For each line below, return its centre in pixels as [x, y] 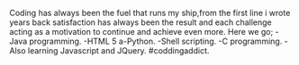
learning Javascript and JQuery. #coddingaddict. [118, 51]
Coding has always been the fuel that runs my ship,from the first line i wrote [150, 13]
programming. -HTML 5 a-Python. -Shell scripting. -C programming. [156, 41]
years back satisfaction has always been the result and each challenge [140, 22]
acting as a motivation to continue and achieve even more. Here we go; [141, 32]
